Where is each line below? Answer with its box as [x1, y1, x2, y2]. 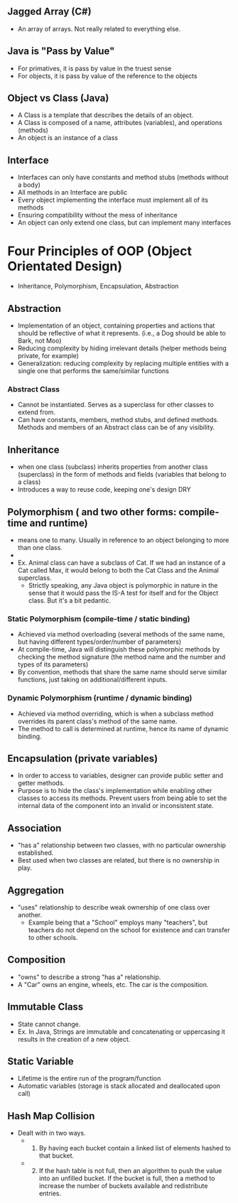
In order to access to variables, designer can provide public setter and [17, 771, 224, 780]
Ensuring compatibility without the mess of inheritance [17, 211, 178, 220]
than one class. [17, 543, 63, 551]
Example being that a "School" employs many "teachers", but [28, 918, 208, 927]
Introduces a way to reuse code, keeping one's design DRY [17, 485, 191, 494]
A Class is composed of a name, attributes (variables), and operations [17, 119, 222, 127]
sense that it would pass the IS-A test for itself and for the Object [28, 588, 219, 597]
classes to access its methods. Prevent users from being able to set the [17, 794, 227, 802]
